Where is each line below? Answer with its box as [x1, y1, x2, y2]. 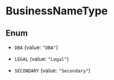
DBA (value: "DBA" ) [14, 44, 59, 51]
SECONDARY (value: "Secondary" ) [14, 67, 91, 74]
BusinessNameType [5, 4, 108, 18]
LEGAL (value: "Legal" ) [14, 56, 69, 62]
